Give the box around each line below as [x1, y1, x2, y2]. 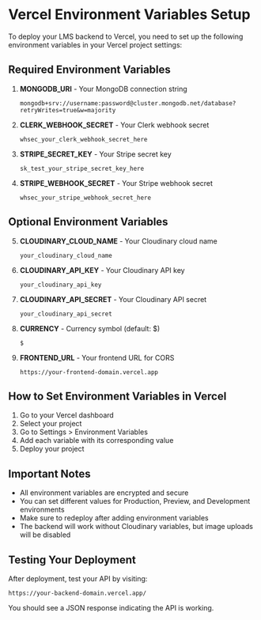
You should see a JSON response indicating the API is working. [8, 603, 214, 612]
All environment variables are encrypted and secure [19, 488, 189, 497]
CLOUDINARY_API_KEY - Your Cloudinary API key [19, 265, 185, 274]
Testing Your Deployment [8, 553, 137, 566]
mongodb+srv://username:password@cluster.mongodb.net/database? [19, 99, 236, 108]
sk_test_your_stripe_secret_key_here [19, 164, 145, 172]
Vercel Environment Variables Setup [8, 6, 251, 24]
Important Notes [8, 467, 91, 480]
